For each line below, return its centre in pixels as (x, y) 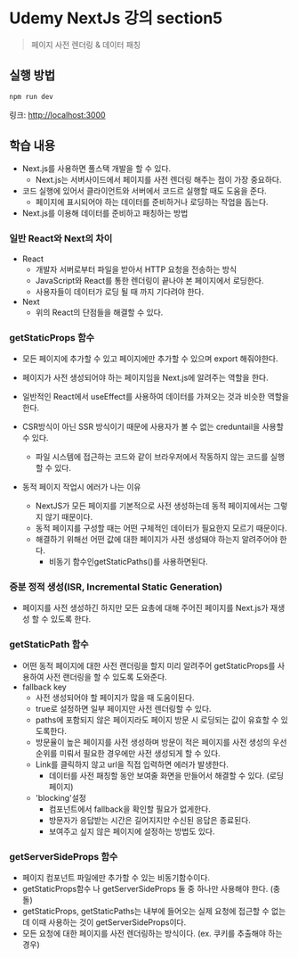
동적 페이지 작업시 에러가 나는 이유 (81, 487)
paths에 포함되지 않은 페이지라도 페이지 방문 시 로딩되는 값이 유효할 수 (157, 720)
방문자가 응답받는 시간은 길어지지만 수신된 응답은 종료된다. (149, 820)
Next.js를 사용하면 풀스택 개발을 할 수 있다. (97, 169)
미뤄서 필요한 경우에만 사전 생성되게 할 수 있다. (140, 753)
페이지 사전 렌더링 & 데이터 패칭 (85, 45)
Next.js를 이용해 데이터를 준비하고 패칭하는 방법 (105, 213)
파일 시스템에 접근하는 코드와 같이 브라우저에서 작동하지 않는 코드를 (152, 457)
